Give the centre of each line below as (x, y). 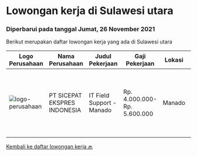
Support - (103, 103)
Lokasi (174, 60)
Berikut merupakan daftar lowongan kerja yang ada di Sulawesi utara (89, 42)
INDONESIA (65, 110)
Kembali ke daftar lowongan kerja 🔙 (49, 147)
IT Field (99, 96)
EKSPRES (62, 103)
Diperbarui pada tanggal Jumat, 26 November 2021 (81, 29)
